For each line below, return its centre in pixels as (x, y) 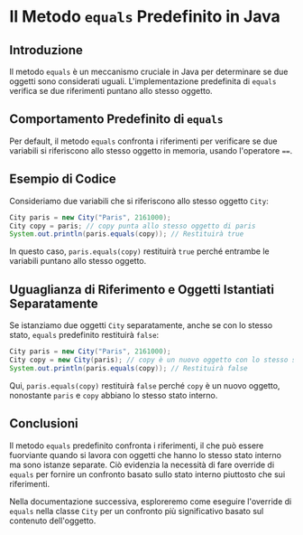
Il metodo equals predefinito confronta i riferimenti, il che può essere (137, 446)
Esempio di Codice (63, 179)
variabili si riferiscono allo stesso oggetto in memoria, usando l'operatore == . (151, 150)
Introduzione (46, 50)
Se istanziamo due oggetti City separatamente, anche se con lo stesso (141, 325)
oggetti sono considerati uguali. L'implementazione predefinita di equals (143, 81)
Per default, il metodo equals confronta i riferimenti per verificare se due (143, 141)
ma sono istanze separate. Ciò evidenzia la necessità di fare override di (142, 465)
